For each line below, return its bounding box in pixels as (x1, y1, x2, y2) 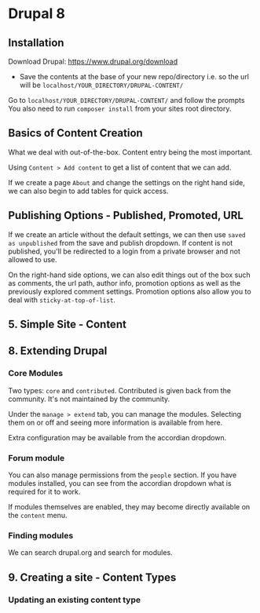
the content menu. (8, 511, 68, 520)
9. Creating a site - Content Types (8, 571, 177, 584)
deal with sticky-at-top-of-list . (8, 295, 116, 305)
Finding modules (8, 530, 74, 541)
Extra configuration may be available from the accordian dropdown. (8, 432, 227, 442)
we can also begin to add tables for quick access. (8, 186, 169, 195)
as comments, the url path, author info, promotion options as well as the (8, 278, 241, 287)
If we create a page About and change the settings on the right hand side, (8, 177, 245, 187)
